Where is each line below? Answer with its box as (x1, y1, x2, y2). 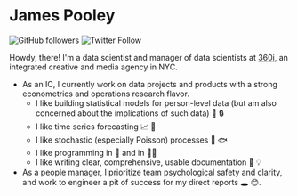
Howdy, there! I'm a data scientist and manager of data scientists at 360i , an (9, 52, 289, 62)
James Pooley (9, 5, 116, 26)
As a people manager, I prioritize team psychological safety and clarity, (21, 167, 283, 177)
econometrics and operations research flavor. (21, 88, 189, 99)
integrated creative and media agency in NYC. (9, 61, 178, 72)
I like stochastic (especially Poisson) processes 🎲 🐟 (35, 135, 229, 145)
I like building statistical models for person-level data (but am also (35, 97, 277, 108)
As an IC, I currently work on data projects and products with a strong (21, 78, 278, 89)
